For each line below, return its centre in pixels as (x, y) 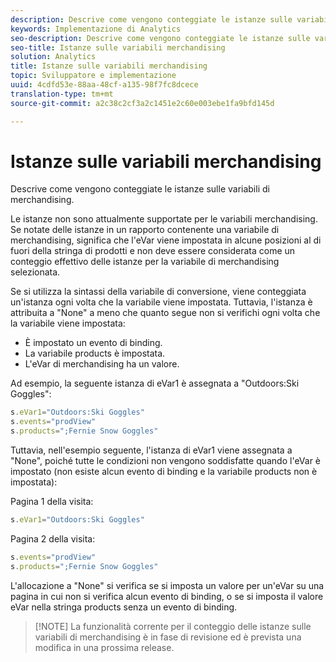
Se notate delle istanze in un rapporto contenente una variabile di (145, 230)
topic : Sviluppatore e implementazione (93, 76)
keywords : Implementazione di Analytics (96, 29)
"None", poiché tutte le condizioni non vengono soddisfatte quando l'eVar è (166, 461)
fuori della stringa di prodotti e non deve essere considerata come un (153, 251)
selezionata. (35, 272)
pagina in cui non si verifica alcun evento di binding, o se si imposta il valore (167, 596)
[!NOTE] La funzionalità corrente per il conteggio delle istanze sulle (173, 626)
